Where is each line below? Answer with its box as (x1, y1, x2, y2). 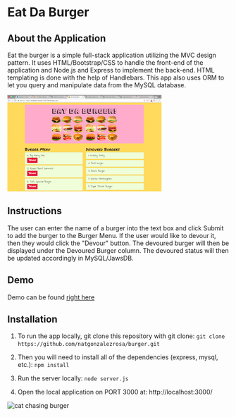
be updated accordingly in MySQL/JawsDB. (7, 254, 134, 262)
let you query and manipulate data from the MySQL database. (7, 81, 187, 89)
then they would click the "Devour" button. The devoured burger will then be (7, 239, 230, 247)
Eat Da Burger (7, 4, 89, 20)
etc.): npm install (17, 361, 70, 369)
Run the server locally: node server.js (17, 374, 129, 382)
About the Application (7, 32, 106, 44)
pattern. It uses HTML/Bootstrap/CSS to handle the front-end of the (7, 58, 204, 67)
